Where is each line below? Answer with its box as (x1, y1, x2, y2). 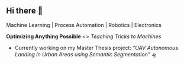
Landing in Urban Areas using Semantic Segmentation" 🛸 (14, 50, 157, 58)
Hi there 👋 (6, 6, 43, 16)
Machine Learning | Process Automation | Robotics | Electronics (6, 21, 162, 28)
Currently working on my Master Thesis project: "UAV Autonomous (14, 44, 179, 51)
